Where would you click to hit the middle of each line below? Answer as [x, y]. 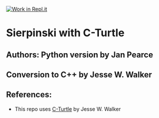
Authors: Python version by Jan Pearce [79, 55]
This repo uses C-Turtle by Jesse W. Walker [68, 109]
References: [29, 95]
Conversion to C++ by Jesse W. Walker [79, 75]
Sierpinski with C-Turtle [65, 33]
